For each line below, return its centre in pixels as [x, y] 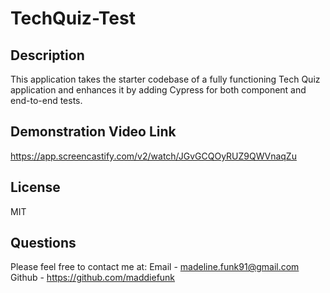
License [35, 187]
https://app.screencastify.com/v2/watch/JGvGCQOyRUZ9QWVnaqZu [153, 156]
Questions [43, 243]
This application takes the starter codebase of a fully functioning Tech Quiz [165, 79]
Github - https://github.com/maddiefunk [93, 278]
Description [47, 55]
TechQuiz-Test [73, 18]
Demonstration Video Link [93, 132]
